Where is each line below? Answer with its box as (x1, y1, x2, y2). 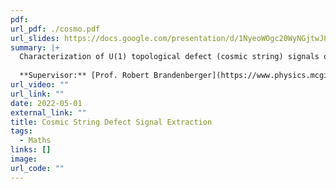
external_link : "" (10, 107, 87, 118)
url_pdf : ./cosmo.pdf (10, 24, 101, 34)
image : (10, 154, 38, 164)
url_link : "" (10, 89, 65, 99)
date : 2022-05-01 (10, 98, 83, 108)
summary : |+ (10, 42, 60, 53)
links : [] (10, 145, 52, 155)
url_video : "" (10, 80, 70, 90)
